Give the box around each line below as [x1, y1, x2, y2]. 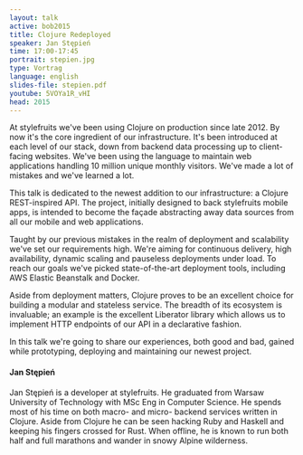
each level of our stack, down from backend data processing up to [9, 141, 258, 152]
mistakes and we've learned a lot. [9, 170, 135, 181]
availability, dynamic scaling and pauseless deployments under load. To [9, 253, 277, 264]
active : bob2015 [9, 22, 71, 31]
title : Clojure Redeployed [9, 30, 111, 39]
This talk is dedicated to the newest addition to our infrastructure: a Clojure [9, 187, 289, 199]
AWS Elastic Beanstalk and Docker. [9, 272, 140, 283]
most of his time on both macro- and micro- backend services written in [9, 406, 278, 417]
